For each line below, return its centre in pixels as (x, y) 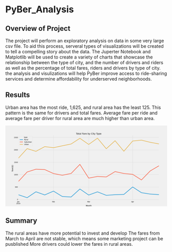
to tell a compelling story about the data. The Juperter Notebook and (78, 52)
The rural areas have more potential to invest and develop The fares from (83, 233)
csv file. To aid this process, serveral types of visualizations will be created (85, 46)
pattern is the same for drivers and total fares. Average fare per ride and (81, 113)
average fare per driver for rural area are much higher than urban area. (80, 118)
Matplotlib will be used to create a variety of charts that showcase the (79, 57)
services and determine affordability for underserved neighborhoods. (79, 79)
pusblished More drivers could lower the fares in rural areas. (69, 244)
